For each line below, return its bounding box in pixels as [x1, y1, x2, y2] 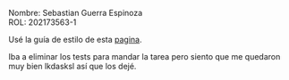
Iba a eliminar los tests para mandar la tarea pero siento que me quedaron [8, 52, 281, 61]
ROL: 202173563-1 [8, 17, 77, 28]
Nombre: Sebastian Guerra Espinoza [8, 8, 143, 18]
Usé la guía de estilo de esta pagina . [8, 35, 142, 44]
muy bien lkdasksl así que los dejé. [8, 61, 137, 71]
